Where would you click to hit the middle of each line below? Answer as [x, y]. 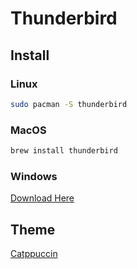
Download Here [42, 198]
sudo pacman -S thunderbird [69, 104]
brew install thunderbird [64, 151]
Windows [34, 176]
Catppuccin [34, 254]
